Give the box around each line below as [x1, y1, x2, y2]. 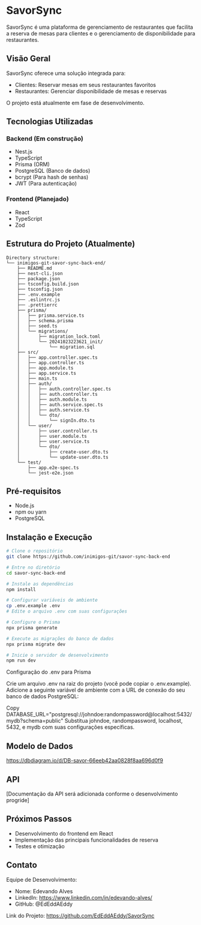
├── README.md [17, 265, 52, 271]
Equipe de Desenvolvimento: [6, 876, 77, 883]
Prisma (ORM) [14, 161, 50, 168]
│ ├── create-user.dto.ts [17, 449, 109, 455]
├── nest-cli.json [17, 271, 63, 277]
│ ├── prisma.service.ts [17, 313, 85, 319]
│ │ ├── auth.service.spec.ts [17, 401, 103, 408]
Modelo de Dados [6, 741, 73, 751]
